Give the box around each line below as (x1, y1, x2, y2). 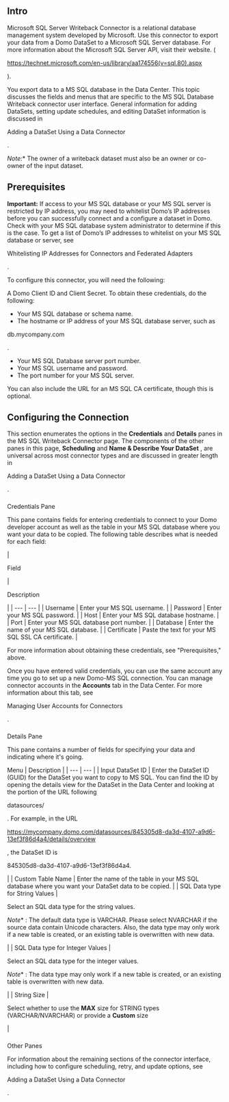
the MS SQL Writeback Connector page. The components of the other (7, 437, 204, 445)
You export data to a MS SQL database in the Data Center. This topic (7, 85, 200, 93)
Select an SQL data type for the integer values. (7, 957, 139, 965)
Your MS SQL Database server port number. (16, 356, 142, 365)
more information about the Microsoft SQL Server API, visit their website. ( (7, 45, 216, 53)
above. (7, 653, 27, 662)
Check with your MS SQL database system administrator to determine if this (7, 221, 221, 229)
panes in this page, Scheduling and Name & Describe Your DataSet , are (7, 444, 213, 453)
